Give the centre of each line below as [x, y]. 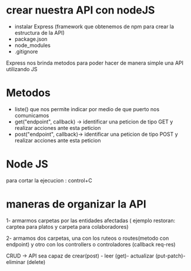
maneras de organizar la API [76, 204]
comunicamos [32, 115]
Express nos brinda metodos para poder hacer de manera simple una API [95, 63]
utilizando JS [22, 69]
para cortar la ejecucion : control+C [49, 180]
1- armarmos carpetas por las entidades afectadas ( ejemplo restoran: [91, 220]
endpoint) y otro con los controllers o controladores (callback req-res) [91, 244]
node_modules [33, 45]
